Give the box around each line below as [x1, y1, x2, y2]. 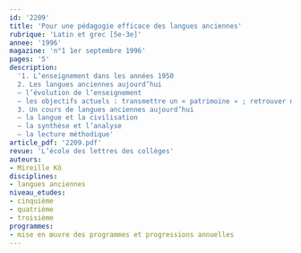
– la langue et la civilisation [17, 113, 139, 122]
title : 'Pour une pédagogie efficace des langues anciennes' [9, 22, 243, 31]
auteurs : [9, 154, 42, 164]
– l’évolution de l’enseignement [17, 88, 142, 97]
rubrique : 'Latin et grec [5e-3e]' [9, 30, 142, 39]
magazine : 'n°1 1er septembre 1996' [9, 47, 146, 56]
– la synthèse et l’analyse [17, 122, 123, 131]
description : [9, 64, 58, 73]
